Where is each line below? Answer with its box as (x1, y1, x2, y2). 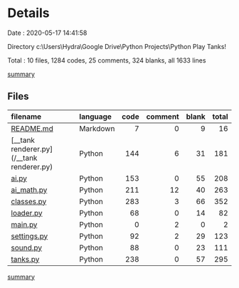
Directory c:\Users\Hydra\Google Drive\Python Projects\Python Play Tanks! (7, 42, 226, 50)
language (79, 112, 112, 122)
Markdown (79, 123, 115, 133)
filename (11, 112, 42, 122)
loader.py (11, 208, 43, 218)
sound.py (11, 242, 43, 252)
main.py (11, 219, 38, 229)
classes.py (11, 196, 47, 206)
